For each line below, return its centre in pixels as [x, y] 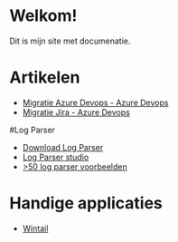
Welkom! [43, 16]
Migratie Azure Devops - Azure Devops [95, 102]
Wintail [35, 228]
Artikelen [45, 77]
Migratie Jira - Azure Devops [76, 112]
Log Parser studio [56, 157]
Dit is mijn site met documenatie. [70, 41]
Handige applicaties [86, 203]
